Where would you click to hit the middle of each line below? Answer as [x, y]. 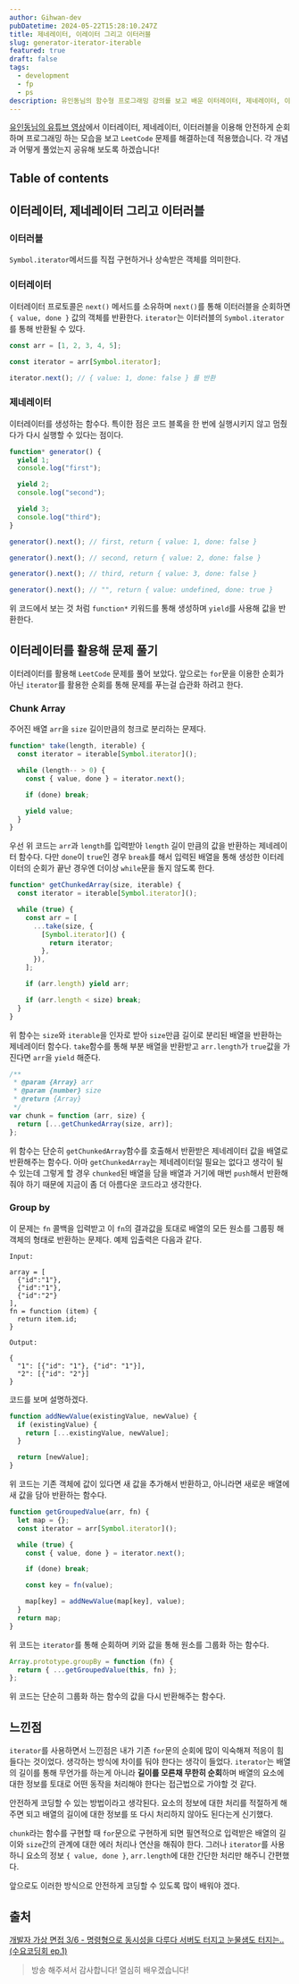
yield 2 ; [33, 485]
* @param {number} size [57, 1091]
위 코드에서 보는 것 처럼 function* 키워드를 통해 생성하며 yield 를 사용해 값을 [143, 608]
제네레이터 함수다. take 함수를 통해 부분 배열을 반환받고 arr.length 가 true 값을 [145, 1046]
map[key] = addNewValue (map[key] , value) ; [105, 1601]
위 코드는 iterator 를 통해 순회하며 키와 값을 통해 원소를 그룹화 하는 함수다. [139, 1644]
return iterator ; [81, 943]
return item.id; [47, 1319]
